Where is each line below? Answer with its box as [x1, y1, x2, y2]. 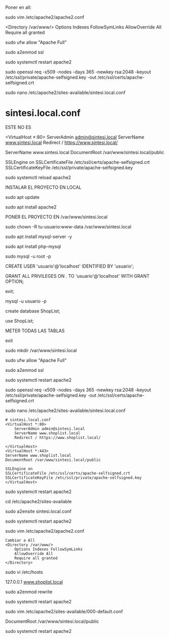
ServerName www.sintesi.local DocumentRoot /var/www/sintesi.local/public [5, 149, 164, 155]
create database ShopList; [5, 308, 60, 314]
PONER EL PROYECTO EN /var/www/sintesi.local [5, 214, 108, 220]
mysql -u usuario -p [5, 298, 47, 304]
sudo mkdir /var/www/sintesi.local [5, 347, 77, 353]
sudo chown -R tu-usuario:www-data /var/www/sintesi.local [5, 223, 132, 229]
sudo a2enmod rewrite [5, 589, 53, 595]
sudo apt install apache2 [5, 204, 57, 210]
